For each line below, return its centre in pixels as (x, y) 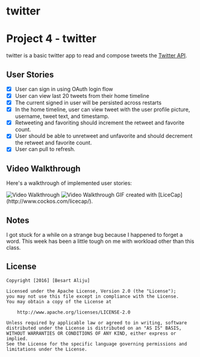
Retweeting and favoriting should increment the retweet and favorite (100, 123)
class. (14, 248)
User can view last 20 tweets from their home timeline (82, 96)
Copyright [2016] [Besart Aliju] (48, 280)
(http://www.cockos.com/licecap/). (50, 201)
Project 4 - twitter (52, 39)
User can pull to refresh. (45, 149)
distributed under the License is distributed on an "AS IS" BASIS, (94, 328)
